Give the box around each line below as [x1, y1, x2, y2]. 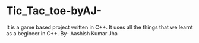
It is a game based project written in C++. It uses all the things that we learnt [6, 24, 193, 31]
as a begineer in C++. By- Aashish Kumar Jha [6, 29, 118, 37]
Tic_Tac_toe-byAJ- [6, 4, 102, 18]
